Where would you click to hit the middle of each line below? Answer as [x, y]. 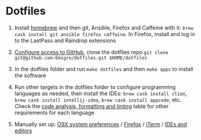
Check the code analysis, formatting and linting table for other [91, 106]
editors [23, 130]
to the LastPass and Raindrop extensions [65, 40]
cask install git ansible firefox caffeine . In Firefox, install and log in [105, 34]
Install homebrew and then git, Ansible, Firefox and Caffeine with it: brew [104, 28]
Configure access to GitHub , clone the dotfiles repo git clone [91, 52]
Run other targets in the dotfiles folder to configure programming [95, 87]
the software [30, 75]
